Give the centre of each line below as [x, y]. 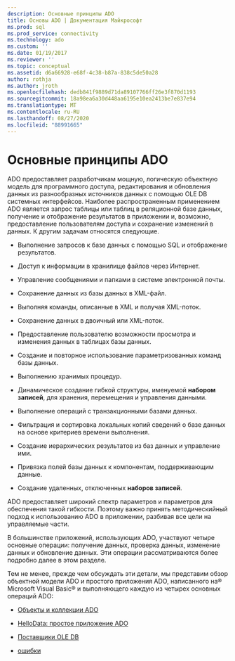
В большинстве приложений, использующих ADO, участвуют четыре [111, 538]
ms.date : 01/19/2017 [38, 53]
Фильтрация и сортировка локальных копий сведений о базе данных [121, 425]
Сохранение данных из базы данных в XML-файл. [92, 293]
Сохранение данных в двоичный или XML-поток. [90, 321]
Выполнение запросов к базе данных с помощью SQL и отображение [122, 245]
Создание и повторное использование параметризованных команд [119, 355]
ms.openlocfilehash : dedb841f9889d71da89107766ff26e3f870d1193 [102, 92]
